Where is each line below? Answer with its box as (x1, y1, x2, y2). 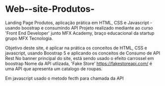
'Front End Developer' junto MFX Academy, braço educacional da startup (5, 30, 155, 36)
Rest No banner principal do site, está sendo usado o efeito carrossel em (5, 55, 154, 61)
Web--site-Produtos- (5, 3, 95, 15)
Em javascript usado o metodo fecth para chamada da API (5, 75, 124, 81)
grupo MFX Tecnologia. (5, 35, 53, 41)
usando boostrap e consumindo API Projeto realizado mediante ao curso (5, 25, 154, 30)
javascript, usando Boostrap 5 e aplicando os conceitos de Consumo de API (5, 50, 160, 56)
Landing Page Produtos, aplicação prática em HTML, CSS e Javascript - (5, 20, 153, 26)
